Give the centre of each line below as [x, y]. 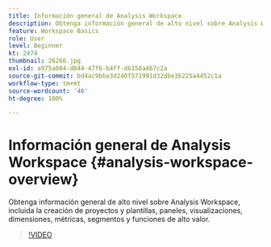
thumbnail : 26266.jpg [45, 61]
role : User [27, 38]
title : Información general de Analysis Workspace [95, 16]
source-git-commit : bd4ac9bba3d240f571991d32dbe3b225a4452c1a [115, 76]
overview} [44, 180]
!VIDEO [40, 235]
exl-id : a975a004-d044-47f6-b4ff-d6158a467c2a [88, 69]
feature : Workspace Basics [54, 31]
